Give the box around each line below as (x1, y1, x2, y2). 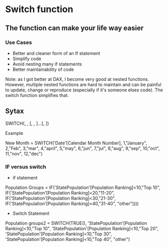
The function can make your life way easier (5, 24, 144, 32)
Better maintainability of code (12, 66, 74, 72)
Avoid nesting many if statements (12, 61, 82, 67)
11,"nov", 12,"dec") (5, 151, 43, 157)
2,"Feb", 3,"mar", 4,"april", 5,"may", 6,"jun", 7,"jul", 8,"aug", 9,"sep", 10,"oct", (5, 145, 160, 151)
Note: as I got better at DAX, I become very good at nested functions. (5, 76, 149, 82)
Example (5, 130, 24, 136)
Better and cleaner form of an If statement (12, 50, 100, 56)
